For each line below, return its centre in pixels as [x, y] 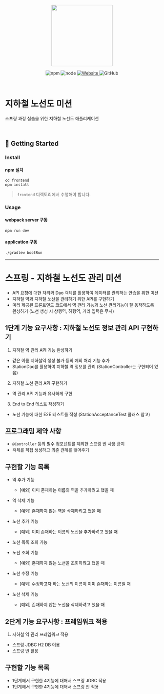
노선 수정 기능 [25, 573]
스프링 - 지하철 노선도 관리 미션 [63, 278]
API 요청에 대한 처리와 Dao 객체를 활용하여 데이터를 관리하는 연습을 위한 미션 [85, 293]
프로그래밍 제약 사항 [33, 431]
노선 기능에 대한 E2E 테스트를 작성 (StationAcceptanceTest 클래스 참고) [81, 414]
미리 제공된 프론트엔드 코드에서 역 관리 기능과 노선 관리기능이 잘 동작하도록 [83, 305]
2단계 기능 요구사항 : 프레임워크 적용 [56, 622]
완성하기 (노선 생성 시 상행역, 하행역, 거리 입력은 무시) [63, 311]
